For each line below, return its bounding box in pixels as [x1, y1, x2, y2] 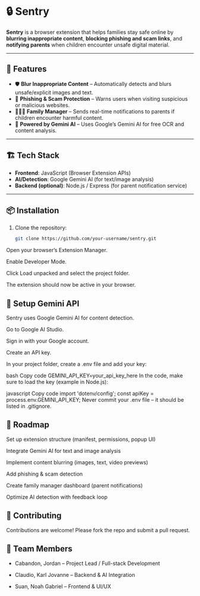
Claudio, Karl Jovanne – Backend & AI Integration [14, 571, 135, 578]
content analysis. [14, 126, 57, 134]
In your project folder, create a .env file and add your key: [6, 361, 147, 368]
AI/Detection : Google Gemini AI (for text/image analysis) [14, 175, 154, 182]
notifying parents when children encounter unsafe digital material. [6, 41, 170, 48]
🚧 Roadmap [6, 420, 49, 430]
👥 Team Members [6, 544, 73, 554]
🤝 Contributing [6, 511, 62, 521]
